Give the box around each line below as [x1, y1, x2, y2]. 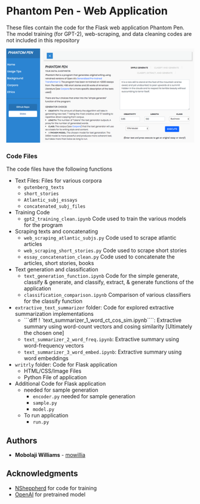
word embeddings [23, 355, 69, 362]
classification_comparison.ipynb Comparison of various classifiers [23, 291, 191, 299]
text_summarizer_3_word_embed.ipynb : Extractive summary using [23, 348, 182, 356]
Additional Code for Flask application [14, 380, 106, 388]
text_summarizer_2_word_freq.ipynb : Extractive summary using [23, 336, 179, 343]
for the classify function [23, 297, 82, 305]
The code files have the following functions [6, 165, 113, 173]
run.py [32, 419, 50, 425]
